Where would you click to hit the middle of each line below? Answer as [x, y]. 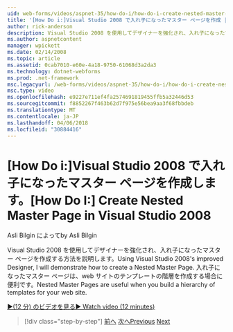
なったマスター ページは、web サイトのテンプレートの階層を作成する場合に [115, 276]
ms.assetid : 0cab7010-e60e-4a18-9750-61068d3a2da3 [82, 65]
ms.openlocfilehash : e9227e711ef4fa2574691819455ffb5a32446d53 [101, 98]
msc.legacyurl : [29, 84]
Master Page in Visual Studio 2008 [109, 215]
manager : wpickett [34, 46]
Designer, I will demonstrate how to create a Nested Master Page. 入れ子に [114, 268]
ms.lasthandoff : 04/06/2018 [48, 123]
